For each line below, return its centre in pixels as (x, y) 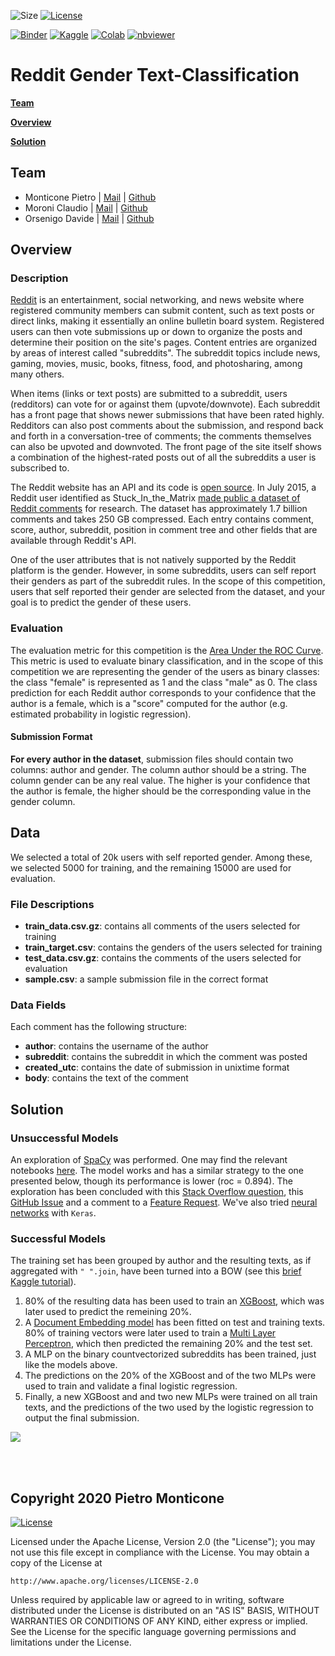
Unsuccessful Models (64, 1138)
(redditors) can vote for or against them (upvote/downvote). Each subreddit (165, 404)
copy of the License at (56, 1563)
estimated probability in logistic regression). (101, 714)
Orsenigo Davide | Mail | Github (89, 218)
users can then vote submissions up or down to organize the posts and (156, 332)
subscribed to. (40, 468)
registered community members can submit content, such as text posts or (162, 311)
